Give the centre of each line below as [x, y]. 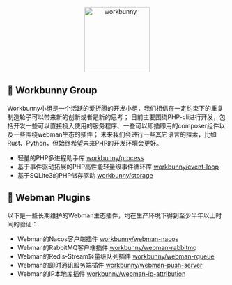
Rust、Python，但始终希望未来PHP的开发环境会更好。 [85, 143]
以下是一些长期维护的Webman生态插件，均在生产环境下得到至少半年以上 [111, 215]
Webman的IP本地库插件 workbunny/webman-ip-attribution [101, 274]
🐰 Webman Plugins [49, 198]
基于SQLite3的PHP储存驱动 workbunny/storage [85, 175]
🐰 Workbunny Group [52, 91]
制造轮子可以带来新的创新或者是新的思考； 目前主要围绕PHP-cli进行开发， [113, 117]
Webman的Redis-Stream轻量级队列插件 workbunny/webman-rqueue [116, 256]
